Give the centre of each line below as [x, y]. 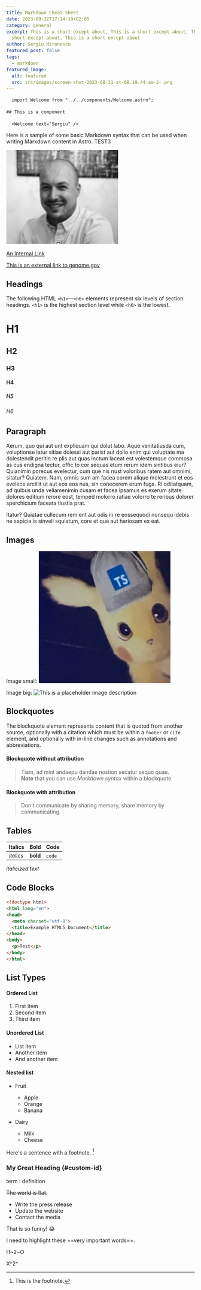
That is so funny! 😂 [31, 1228]
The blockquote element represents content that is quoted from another [95, 726]
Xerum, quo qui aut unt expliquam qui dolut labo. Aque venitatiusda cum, [96, 446]
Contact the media [38, 1217]
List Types [26, 978]
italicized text [23, 869]
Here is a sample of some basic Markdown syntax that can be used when [97, 135]
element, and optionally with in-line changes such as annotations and [92, 739]
